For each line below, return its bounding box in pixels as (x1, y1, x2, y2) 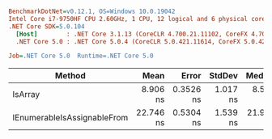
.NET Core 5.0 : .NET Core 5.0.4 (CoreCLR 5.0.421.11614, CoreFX (15, 37, 241, 45)
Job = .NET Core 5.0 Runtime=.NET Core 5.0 (8, 52, 154, 61)
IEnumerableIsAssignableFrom (12, 112, 129, 124)
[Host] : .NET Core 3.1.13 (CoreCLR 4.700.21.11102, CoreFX (15, 30, 249, 38)
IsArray (12, 89, 40, 100)
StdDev (209, 70, 239, 82)
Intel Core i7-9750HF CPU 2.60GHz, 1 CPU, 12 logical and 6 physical (8, 15, 249, 23)
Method (55, 70, 87, 82)
